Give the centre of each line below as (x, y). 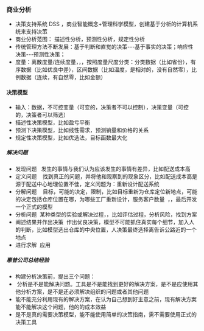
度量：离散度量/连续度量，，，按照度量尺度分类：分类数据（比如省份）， (103, 62)
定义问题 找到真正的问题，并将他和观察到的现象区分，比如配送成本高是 (106, 176)
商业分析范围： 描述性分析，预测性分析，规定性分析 (80, 39)
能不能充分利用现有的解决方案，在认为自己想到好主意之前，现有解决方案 (106, 299)
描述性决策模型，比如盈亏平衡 (52, 122)
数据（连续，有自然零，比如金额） (63, 77)
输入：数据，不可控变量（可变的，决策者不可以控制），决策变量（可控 (102, 107)
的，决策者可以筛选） (42, 114)
